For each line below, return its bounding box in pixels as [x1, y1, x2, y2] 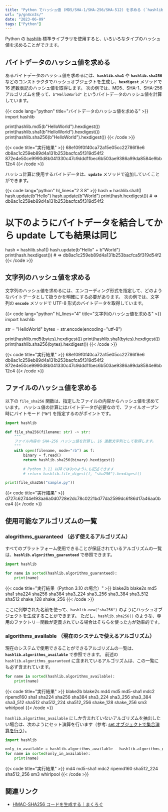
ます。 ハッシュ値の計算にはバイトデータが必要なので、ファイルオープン [9, 404, 159, 410]
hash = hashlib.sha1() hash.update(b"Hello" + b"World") [5, 247, 120, 252]
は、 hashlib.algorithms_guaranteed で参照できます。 [5, 552, 115, 558]
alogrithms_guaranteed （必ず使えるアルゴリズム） [5, 533, 131, 540]
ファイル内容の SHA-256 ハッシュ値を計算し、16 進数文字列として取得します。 [14, 439, 156, 444]
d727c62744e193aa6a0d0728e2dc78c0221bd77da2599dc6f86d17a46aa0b [5, 495, 161, 502]
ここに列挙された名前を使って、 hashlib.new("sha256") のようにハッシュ [5, 606, 154, 612]
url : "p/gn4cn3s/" [5, 12, 43, 17]
